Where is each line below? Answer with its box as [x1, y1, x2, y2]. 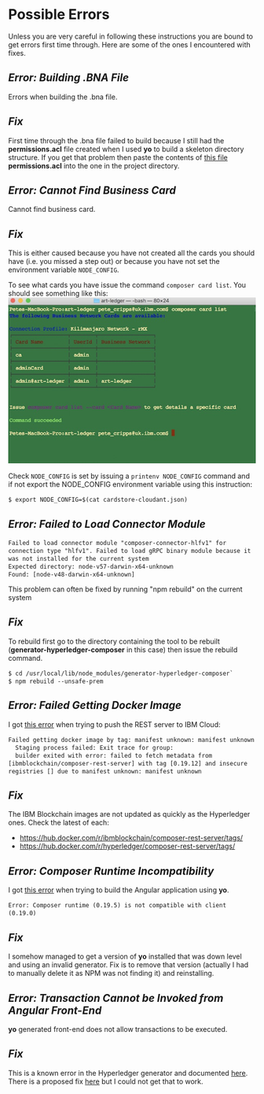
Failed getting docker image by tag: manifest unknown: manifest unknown [8, 736, 255, 744]
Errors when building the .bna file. [8, 92, 118, 102]
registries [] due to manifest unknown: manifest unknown [8, 767, 202, 775]
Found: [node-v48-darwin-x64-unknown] [8, 571, 135, 579]
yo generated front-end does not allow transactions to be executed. [8, 1024, 228, 1033]
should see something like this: [8, 289, 108, 299]
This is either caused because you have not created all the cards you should [8, 248, 255, 258]
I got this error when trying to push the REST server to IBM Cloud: [8, 719, 221, 729]
